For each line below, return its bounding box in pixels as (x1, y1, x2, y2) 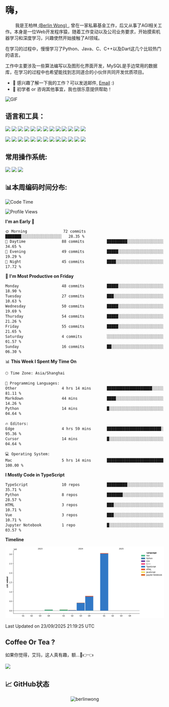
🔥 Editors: (5, 421, 29, 427)
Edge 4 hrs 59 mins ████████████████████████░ (5, 427, 164, 432)
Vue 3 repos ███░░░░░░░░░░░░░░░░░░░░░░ (5, 512, 164, 518)
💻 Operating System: (5, 452, 50, 457)
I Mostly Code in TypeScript (5, 472, 65, 478)
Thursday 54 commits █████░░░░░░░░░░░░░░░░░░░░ (5, 314, 164, 319)
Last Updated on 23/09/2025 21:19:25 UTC (5, 623, 95, 629)
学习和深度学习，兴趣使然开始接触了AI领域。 (9, 35, 102, 41)
